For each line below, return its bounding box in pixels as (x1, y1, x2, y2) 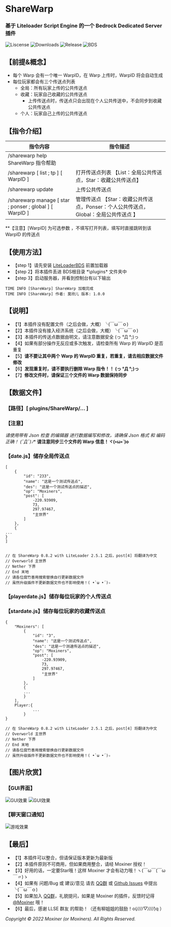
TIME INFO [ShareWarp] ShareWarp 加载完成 (5, 286, 94, 291)
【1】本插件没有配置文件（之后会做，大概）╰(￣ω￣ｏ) (12, 321, 129, 327)
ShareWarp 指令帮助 (8, 159, 56, 167)
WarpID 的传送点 (5, 231, 40, 237)
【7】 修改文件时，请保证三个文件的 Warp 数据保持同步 (12, 372, 127, 378)
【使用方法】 (5, 248, 46, 256)
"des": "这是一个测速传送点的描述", (32, 644, 101, 649)
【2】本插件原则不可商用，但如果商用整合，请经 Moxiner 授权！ (12, 861, 147, 867)
